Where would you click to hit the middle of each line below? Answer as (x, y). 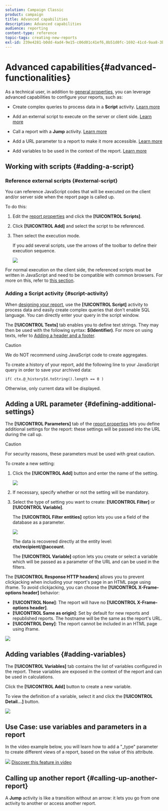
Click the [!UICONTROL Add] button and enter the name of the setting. (85, 473)
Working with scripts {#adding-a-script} (70, 166)
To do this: (16, 207)
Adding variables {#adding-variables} (66, 654)
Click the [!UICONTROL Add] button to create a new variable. (68, 687)
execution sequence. (34, 251)
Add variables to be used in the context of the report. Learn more (79, 151)
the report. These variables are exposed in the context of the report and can (83, 672)
